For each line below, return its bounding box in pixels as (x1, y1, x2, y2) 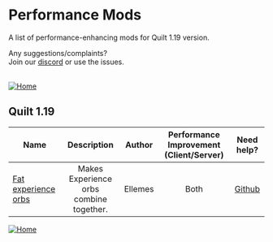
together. (72, 203, 108, 214)
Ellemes (123, 183, 154, 194)
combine (73, 193, 107, 205)
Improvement (167, 139, 221, 150)
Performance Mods (8, 6, 142, 24)
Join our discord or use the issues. (8, 57, 124, 67)
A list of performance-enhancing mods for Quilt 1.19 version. (8, 32, 210, 42)
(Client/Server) (163, 149, 224, 160)
